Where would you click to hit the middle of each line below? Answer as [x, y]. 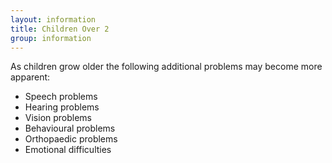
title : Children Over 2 [60, 29]
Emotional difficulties [68, 150]
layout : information [53, 19]
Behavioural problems [70, 128]
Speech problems [61, 97]
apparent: [30, 77]
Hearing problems [62, 107]
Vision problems [58, 118]
